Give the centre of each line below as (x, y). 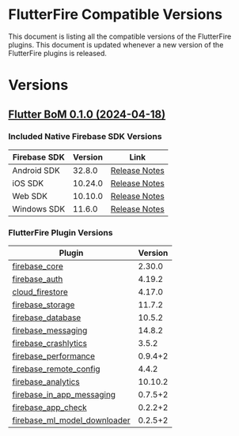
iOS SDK (28, 183)
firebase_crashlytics (49, 344)
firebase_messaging (50, 331)
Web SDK (30, 196)
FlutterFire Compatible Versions (116, 15)
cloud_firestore (40, 292)
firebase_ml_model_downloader (71, 420)
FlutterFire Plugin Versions (61, 232)
